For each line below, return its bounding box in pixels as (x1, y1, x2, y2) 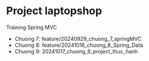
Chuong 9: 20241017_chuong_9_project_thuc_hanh (14, 47, 138, 54)
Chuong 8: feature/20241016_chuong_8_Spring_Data (14, 41, 144, 49)
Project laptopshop (6, 4, 102, 18)
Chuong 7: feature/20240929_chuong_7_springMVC (14, 35, 142, 42)
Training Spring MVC (6, 24, 58, 31)
